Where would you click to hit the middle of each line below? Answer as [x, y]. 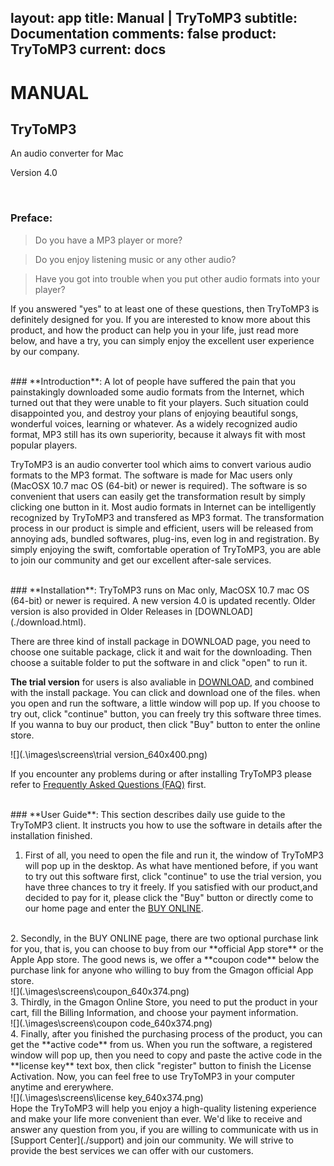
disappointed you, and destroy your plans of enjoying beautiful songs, [154, 413]
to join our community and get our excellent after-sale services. [141, 560]
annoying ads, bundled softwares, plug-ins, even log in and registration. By [165, 538]
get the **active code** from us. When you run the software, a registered [161, 1044]
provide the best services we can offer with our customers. [132, 1150]
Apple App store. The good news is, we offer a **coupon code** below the [165, 959]
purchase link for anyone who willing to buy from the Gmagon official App [162, 970]
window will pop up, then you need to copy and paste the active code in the [166, 1055]
